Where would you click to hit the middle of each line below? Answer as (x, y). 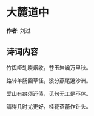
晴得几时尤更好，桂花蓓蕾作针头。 (49, 106)
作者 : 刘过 (18, 31)
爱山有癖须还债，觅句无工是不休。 (49, 93)
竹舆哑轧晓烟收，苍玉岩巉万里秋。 (49, 67)
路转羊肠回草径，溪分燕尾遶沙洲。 (49, 81)
